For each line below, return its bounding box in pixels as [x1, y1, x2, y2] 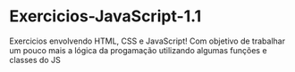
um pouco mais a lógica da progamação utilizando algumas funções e [9, 44, 267, 55]
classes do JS [9, 54, 61, 65]
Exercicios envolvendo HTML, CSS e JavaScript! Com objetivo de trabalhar [9, 36, 286, 46]
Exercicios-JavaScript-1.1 [9, 6, 202, 27]
